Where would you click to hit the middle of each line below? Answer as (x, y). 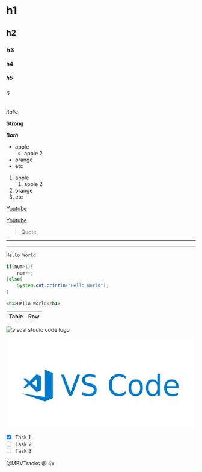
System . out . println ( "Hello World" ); (63, 286)
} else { (14, 279)
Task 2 (23, 444)
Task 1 (23, 437)
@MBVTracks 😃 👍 (30, 464)
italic (12, 111)
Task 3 (23, 451)
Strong (15, 123)
